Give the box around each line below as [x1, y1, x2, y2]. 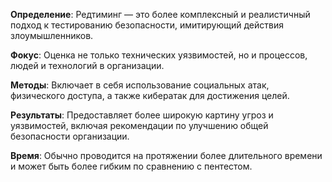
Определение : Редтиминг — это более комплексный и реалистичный [10, 9, 311, 20]
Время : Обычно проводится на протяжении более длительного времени [10, 150, 323, 161]
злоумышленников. [10, 30, 94, 41]
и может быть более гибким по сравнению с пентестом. [10, 160, 253, 172]
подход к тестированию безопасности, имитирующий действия [10, 19, 284, 31]
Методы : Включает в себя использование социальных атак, [10, 79, 270, 91]
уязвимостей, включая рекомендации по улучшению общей [10, 120, 269, 131]
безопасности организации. [10, 130, 130, 142]
